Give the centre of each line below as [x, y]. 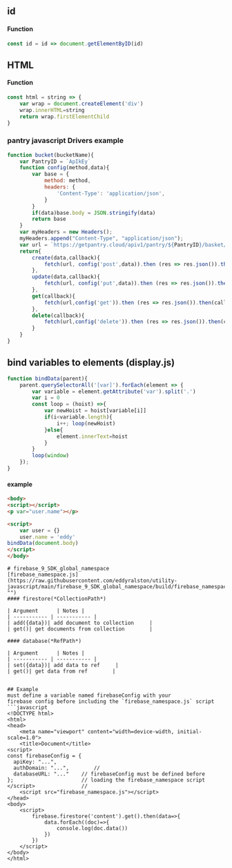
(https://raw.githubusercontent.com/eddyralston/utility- [92, 581]
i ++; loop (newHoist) [86, 423]
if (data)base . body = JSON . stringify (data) [94, 213]
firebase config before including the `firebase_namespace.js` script [111, 702]
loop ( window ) [51, 456]
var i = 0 [46, 398]
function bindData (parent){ [48, 378]
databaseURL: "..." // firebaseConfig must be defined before [109, 774]
